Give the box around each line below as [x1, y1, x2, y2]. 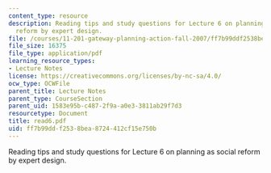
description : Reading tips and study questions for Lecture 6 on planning [8, 19, 265, 27]
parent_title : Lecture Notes [8, 86, 106, 95]
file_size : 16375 [8, 42, 67, 50]
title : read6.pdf [8, 117, 67, 125]
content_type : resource [8, 11, 89, 20]
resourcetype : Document [8, 110, 89, 118]
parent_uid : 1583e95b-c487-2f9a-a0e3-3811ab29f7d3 [8, 102, 182, 110]
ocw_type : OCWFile [8, 79, 70, 87]
